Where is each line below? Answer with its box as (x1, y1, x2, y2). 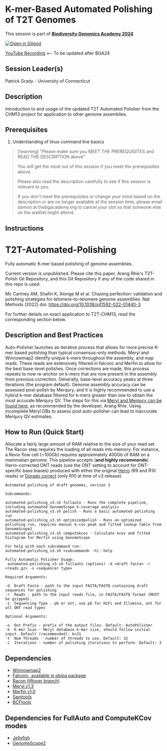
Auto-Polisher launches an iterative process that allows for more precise (5, 344, 154, 350)
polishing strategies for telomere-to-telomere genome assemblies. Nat (5, 296, 150, 302)
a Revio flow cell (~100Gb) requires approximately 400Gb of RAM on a (5, 452, 150, 458)
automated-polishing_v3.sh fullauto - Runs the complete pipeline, (5, 500, 149, 505)
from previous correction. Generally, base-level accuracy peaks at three (5, 376, 153, 382)
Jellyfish (12, 734, 30, 740)
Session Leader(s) (5, 65, 63, 73)
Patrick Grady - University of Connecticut (5, 78, 91, 84)
